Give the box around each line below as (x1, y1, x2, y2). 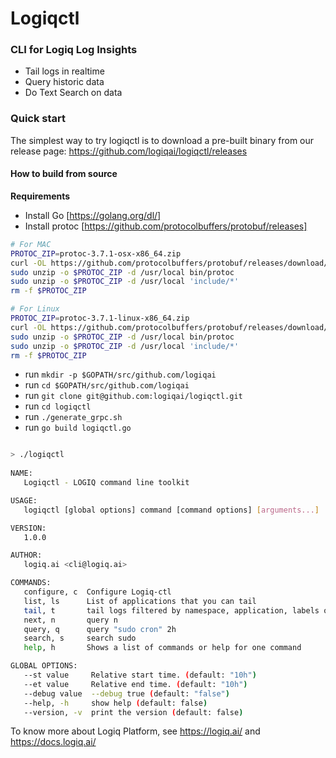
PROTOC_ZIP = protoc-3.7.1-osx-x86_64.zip (10, 248, 182, 259)
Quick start (10, 112, 67, 126)
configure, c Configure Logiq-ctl (23, 587, 172, 597)
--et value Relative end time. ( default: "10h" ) (23, 679, 248, 689)
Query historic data (24, 76, 105, 88)
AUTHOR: (10, 550, 43, 561)
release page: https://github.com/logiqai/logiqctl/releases (10, 145, 248, 157)
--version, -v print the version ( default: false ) (23, 707, 244, 717)
